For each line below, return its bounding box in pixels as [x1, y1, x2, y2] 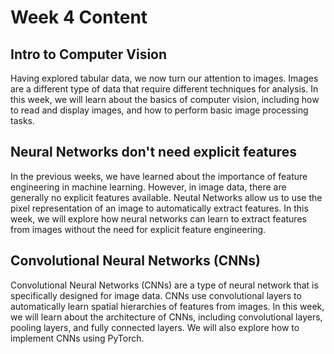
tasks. [10, 115, 36, 126]
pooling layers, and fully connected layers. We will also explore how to [10, 321, 300, 333]
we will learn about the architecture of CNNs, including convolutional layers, [10, 311, 323, 323]
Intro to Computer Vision [10, 46, 168, 63]
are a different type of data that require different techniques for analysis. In [10, 83, 319, 95]
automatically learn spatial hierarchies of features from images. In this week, [10, 300, 325, 312]
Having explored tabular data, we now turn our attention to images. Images [10, 72, 319, 84]
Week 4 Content [10, 6, 148, 29]
